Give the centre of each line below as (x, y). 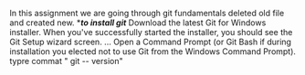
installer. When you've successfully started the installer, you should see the (151, 32)
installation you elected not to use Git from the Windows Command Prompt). (153, 52)
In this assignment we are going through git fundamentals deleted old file (147, 13)
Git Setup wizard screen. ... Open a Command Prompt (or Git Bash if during (151, 42)
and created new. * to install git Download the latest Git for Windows (138, 23)
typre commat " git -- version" (66, 61)
